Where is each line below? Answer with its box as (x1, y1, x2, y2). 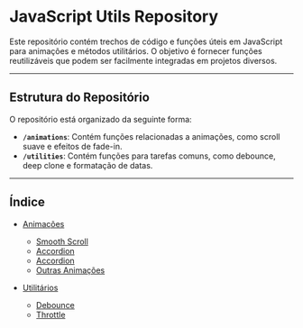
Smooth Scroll (35, 236, 88, 247)
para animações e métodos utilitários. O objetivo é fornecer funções (9, 45, 263, 56)
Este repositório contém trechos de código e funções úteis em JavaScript (9, 36, 283, 47)
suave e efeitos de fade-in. (22, 141, 123, 151)
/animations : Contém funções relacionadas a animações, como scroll (22, 131, 280, 141)
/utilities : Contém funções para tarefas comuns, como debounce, (22, 150, 277, 161)
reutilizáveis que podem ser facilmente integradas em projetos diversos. (9, 55, 278, 66)
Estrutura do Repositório (9, 90, 151, 105)
